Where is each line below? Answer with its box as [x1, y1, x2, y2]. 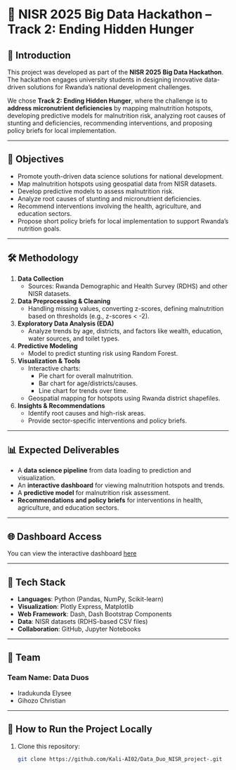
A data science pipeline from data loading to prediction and [17, 466, 192, 475]
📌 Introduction [7, 49, 72, 61]
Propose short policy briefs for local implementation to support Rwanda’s [17, 217, 229, 225]
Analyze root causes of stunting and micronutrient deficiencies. [17, 194, 202, 203]
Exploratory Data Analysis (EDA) [17, 319, 114, 328]
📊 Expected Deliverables [7, 444, 119, 456]
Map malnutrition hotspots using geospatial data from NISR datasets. [17, 179, 217, 188]
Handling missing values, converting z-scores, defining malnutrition [27, 304, 224, 312]
